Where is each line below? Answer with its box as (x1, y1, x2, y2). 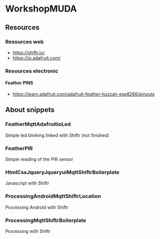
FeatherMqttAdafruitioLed (5, 121, 71, 128)
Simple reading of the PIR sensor (5, 156, 73, 162)
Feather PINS (5, 80, 34, 86)
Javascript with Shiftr (5, 180, 49, 186)
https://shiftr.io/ (12, 49, 45, 55)
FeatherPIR (5, 144, 33, 151)
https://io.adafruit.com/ (12, 55, 61, 61)
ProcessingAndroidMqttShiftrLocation (5, 193, 101, 200)
